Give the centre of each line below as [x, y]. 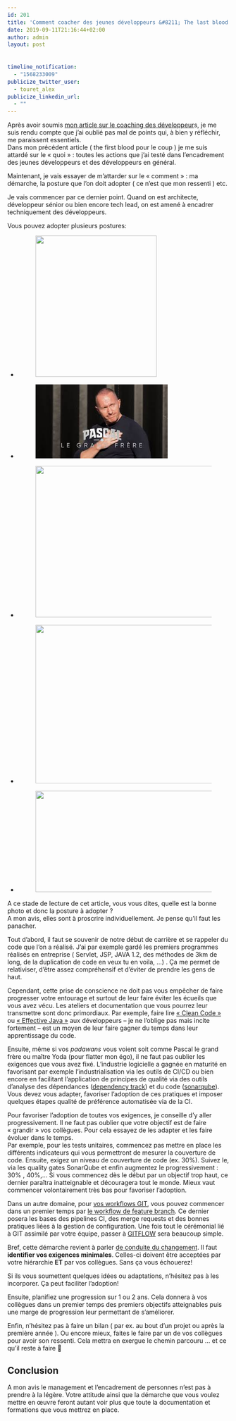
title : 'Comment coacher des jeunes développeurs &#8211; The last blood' [119, 22]
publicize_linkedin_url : [44, 97]
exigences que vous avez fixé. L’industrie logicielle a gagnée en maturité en [117, 1065]
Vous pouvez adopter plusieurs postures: [67, 226]
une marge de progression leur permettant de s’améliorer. [91, 1312]
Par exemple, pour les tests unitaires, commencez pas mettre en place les [114, 1146]
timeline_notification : [42, 67]
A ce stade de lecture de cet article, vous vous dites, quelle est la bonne [112, 904]
